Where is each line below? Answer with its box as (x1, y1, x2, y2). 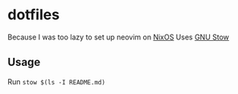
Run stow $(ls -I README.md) (7, 76, 106, 86)
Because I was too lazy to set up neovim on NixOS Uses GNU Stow (7, 32, 230, 42)
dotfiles (7, 6, 60, 24)
